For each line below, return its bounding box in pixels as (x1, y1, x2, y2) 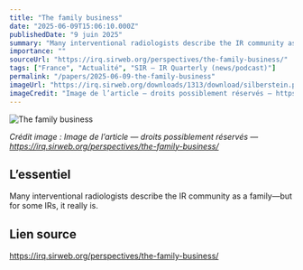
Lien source (9, 227, 77, 242)
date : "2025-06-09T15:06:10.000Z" (9, 22, 140, 31)
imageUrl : (9, 80, 47, 89)
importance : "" (9, 47, 67, 56)
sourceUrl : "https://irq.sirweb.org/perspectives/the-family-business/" (9, 55, 289, 64)
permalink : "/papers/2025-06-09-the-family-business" (9, 72, 216, 81)
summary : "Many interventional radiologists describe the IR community (9, 38, 284, 48)
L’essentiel (9, 166, 71, 182)
